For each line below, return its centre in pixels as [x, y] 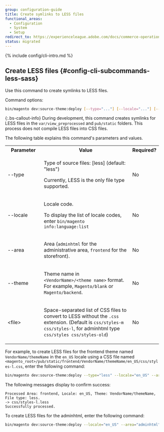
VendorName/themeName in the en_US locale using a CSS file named [70, 357]
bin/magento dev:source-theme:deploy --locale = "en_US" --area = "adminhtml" [83, 425]
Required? [144, 150]
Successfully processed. [30, 407]
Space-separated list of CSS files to [85, 310]
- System [18, 28]
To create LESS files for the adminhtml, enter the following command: [75, 416]
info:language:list [66, 227]
